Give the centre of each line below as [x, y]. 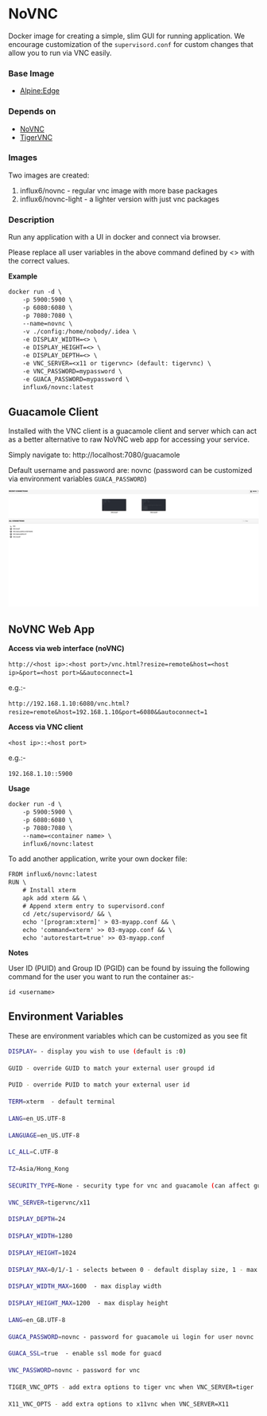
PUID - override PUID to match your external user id [99, 1085]
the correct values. [39, 261]
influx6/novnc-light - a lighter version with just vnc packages [120, 199]
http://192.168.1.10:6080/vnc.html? [69, 704]
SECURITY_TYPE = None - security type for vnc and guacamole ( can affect [129, 1186]
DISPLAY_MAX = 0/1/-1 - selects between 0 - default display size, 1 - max [133, 1270]
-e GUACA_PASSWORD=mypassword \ [76, 380]
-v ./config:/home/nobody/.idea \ [79, 332]
